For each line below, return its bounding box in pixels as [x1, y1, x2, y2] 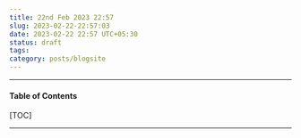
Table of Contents [9, 90, 78, 101]
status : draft [9, 37, 63, 47]
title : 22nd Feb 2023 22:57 [9, 12, 115, 22]
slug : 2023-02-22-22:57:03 [9, 21, 110, 30]
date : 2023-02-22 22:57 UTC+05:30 [9, 29, 139, 38]
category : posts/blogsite [9, 54, 106, 63]
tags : [9, 46, 30, 55]
